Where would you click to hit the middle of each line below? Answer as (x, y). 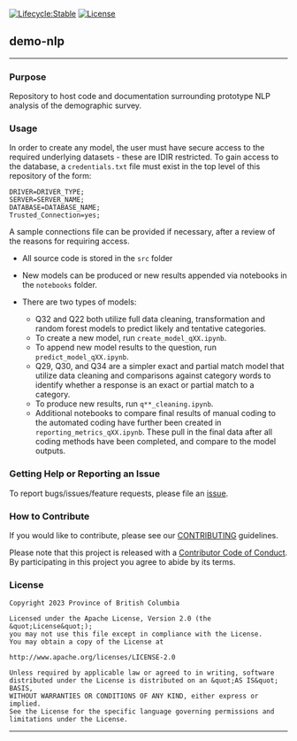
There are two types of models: (79, 302)
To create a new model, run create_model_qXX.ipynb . (131, 338)
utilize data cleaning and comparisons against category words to (153, 375)
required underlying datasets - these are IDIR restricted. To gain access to (144, 157)
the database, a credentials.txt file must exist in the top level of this (135, 166)
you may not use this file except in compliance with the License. (136, 634)
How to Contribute (49, 516)
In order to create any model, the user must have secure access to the (137, 148)
